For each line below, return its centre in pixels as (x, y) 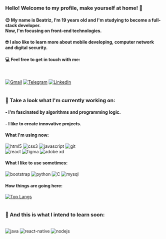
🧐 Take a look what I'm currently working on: (60, 100)
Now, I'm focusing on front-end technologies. (53, 31)
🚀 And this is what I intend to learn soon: (55, 215)
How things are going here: (34, 185)
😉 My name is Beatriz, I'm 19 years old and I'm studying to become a (78, 20)
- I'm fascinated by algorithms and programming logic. (63, 112)
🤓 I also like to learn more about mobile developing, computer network (79, 42)
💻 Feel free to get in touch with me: (43, 59)
